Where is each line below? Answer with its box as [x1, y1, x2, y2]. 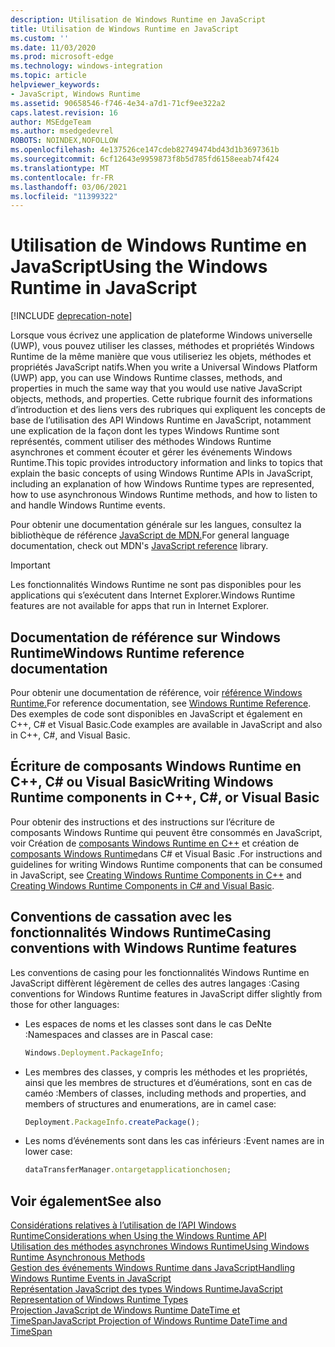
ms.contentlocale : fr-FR [10, 172, 114, 183]
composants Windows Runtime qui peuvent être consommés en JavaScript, [10, 826, 323, 838]
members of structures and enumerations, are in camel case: [24, 1097, 277, 1110]
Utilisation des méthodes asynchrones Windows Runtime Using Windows [10, 1241, 310, 1253]
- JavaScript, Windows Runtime [10, 89, 141, 99]
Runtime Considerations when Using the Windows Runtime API [10, 1230, 267, 1242]
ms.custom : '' [10, 33, 70, 43]
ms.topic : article [10, 71, 87, 81]
